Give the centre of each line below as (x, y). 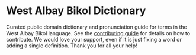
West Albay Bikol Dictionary (76, 11)
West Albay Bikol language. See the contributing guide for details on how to (98, 33)
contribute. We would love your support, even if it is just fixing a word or (94, 39)
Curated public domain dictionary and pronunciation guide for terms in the (97, 27)
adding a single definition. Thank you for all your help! (72, 46)
